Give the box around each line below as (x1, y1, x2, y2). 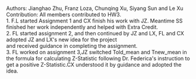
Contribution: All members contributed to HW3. (6, 11, 122, 18)
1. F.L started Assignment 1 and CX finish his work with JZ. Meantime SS (6, 17, 183, 24)
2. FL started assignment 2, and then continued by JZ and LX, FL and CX (6, 30, 184, 37)
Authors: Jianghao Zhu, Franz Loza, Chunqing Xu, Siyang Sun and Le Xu (6, 5, 184, 12)
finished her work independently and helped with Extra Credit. (6, 24, 159, 31)
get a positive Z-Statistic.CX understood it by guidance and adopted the (6, 61, 182, 68)
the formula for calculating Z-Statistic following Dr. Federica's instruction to (6, 55, 190, 62)
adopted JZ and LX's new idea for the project (6, 36, 117, 43)
